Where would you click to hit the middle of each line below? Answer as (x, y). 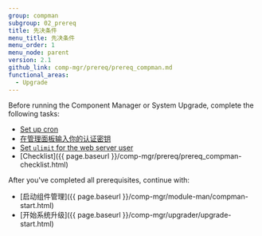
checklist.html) (44, 164)
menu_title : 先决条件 (42, 38)
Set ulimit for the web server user (76, 147)
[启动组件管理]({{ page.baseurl (70, 196)
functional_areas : (39, 75)
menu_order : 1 (32, 45)
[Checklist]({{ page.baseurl (65, 155)
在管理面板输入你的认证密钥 (65, 138)
